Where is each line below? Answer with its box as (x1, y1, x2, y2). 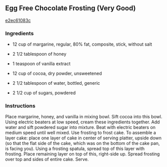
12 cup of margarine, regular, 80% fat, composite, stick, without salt (12, 41, 152, 47)
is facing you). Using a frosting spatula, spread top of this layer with (5, 145, 145, 152)
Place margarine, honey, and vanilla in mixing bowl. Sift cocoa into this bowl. (5, 114, 162, 120)
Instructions (5, 102, 36, 109)
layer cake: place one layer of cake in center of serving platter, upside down (5, 135, 161, 141)
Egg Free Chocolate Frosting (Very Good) (5, 4, 136, 13)
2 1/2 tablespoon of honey (12, 51, 66, 57)
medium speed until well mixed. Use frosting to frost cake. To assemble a (5, 130, 156, 136)
